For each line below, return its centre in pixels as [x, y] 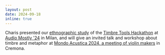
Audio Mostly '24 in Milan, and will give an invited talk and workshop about [81, 38]
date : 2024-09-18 [23, 14]
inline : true [19, 19]
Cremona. [15, 48]
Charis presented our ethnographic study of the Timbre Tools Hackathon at [82, 33]
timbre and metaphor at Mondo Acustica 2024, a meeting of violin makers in [83, 43]
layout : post [19, 10]
